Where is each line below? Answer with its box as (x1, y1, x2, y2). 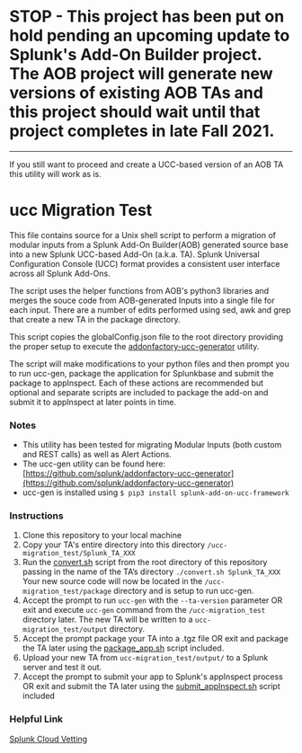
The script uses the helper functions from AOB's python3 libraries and (9, 285, 270, 296)
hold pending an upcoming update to (9, 25, 290, 46)
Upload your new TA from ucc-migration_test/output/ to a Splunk (22, 652, 269, 663)
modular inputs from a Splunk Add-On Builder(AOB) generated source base (9, 239, 289, 250)
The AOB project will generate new (9, 64, 273, 84)
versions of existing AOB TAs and (9, 83, 263, 103)
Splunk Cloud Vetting (9, 733, 88, 744)
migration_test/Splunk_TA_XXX (22, 549, 137, 558)
